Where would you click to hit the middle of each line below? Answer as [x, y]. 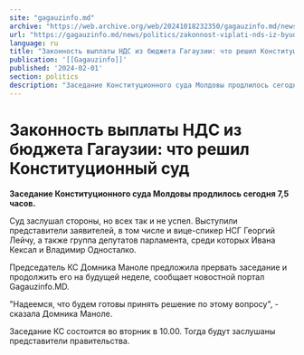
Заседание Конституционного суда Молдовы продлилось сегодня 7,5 [149, 193]
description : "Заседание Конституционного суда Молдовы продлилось [139, 85]
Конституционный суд [100, 168]
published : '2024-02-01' [56, 69]
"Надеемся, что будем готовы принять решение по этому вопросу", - [144, 303]
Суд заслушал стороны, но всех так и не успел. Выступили [123, 221]
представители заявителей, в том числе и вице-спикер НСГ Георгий [142, 230]
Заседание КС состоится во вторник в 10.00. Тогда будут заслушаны [142, 331]
